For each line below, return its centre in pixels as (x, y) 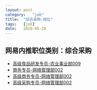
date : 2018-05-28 (26, 29)
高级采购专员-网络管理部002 (42, 82)
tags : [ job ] (20, 24)
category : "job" (25, 15)
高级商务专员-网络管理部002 (42, 76)
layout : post (19, 10)
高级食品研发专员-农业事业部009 (46, 63)
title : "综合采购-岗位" (29, 19)
